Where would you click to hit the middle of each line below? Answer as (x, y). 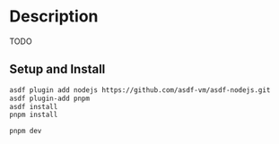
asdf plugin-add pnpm (50, 98)
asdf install (34, 106)
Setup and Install (57, 69)
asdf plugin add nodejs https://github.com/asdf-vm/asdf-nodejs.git (140, 90)
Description (54, 17)
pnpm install (34, 115)
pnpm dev (26, 131)
